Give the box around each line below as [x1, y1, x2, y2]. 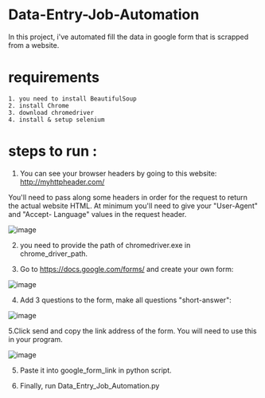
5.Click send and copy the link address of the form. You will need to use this [8, 325, 257, 336]
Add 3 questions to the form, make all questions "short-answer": [19, 295, 232, 305]
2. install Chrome [8, 101, 69, 109]
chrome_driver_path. [19, 249, 88, 258]
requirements [8, 69, 99, 87]
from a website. [8, 40, 60, 49]
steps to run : [8, 142, 98, 160]
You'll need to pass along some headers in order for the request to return [8, 192, 248, 202]
